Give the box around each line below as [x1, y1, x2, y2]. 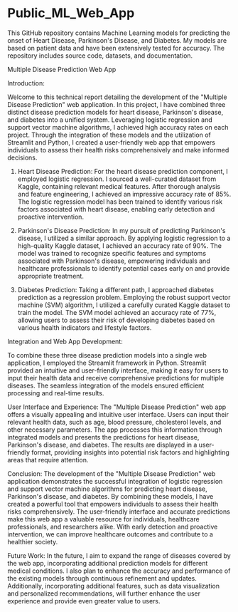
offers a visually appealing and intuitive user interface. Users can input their [7, 410, 229, 418]
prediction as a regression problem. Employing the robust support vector [17, 293, 231, 301]
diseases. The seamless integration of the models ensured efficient [7, 381, 205, 390]
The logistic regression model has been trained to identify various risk [17, 197, 222, 206]
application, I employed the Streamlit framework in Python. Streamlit [7, 358, 207, 367]
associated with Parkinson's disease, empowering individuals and [17, 256, 211, 265]
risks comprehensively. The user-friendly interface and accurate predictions [7, 507, 231, 516]
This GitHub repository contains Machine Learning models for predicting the [7, 28, 231, 37]
